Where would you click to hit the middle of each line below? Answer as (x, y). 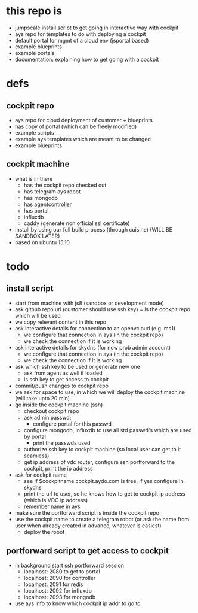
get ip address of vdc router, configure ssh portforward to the (99, 462)
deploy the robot (44, 532)
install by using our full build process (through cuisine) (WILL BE (94, 229)
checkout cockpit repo (51, 411)
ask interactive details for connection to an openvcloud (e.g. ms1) (95, 328)
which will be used (38, 315)
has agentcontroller (48, 204)
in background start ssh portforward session (69, 565)
